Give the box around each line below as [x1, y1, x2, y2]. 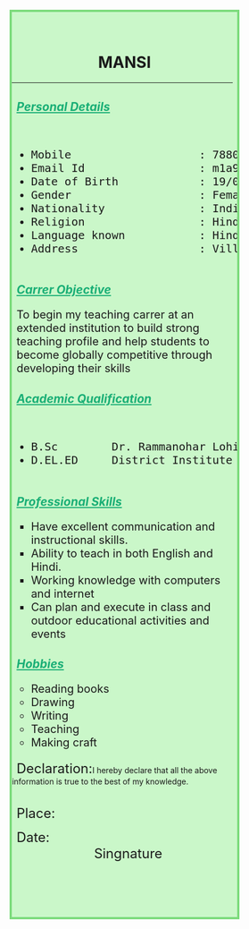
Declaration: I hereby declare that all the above [16, 760, 218, 777]
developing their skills [16, 362, 131, 376]
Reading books [30, 681, 110, 696]
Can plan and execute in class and [30, 600, 212, 614]
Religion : [30, 214, 206, 229]
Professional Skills [16, 494, 122, 509]
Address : [30, 241, 206, 256]
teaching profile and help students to [16, 335, 211, 349]
